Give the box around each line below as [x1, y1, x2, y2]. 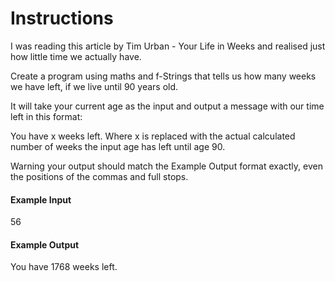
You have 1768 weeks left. [10, 261, 118, 273]
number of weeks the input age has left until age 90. [10, 140, 226, 152]
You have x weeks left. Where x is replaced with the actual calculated [10, 130, 296, 142]
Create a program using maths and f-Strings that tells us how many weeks [10, 70, 317, 82]
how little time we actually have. [10, 50, 142, 62]
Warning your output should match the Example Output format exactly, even [10, 160, 323, 172]
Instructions [10, 7, 114, 30]
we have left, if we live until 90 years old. [10, 80, 179, 92]
